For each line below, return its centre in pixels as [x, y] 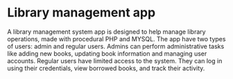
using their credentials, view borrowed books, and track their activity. [106, 68]
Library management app [81, 13]
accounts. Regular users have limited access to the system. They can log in [115, 60]
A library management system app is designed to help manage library [106, 32]
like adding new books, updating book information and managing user [107, 54]
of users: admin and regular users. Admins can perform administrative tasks [116, 46]
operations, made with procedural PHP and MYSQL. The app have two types [116, 38]
